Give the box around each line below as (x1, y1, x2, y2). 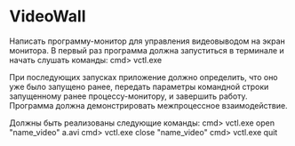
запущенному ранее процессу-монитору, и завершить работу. (9, 91, 248, 101)
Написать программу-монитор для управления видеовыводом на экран (9, 36, 286, 46)
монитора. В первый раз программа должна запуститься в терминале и (9, 45, 284, 55)
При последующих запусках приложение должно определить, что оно (9, 71, 278, 82)
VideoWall (9, 6, 86, 27)
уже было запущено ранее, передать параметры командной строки (9, 81, 269, 92)
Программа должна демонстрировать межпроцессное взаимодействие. (9, 100, 288, 110)
